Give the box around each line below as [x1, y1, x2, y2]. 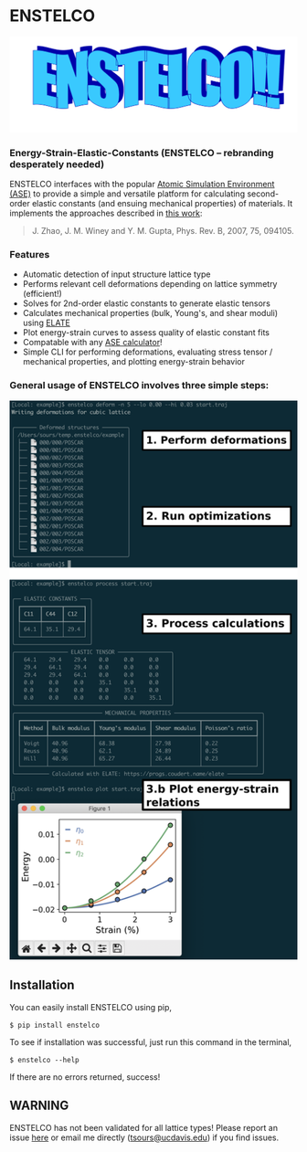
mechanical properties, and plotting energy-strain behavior [22, 356, 245, 367]
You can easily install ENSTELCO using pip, [9, 1001, 172, 1012]
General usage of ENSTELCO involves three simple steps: [9, 379, 270, 392]
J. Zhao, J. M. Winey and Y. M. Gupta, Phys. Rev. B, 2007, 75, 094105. [31, 226, 294, 237]
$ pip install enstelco [9, 1020, 101, 1030]
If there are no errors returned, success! [9, 1071, 161, 1083]
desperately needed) [9, 157, 105, 170]
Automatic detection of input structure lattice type [22, 269, 211, 280]
